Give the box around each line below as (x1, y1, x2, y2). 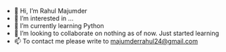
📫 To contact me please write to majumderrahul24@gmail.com (13, 37, 199, 45)
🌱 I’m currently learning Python (13, 22, 104, 30)
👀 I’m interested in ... (13, 14, 74, 22)
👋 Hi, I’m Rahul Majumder (13, 7, 88, 15)
